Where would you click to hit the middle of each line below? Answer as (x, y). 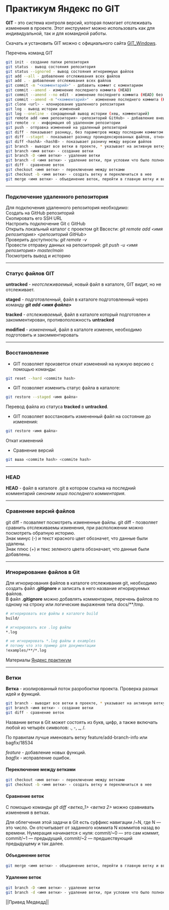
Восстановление (27, 353)
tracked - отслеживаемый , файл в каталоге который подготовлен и (78, 314)
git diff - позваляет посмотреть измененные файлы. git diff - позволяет (82, 522)
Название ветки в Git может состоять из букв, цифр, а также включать (82, 722)
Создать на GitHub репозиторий (40, 213)
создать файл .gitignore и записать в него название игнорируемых (78, 588)
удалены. (16, 543)
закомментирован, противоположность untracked (60, 320)
